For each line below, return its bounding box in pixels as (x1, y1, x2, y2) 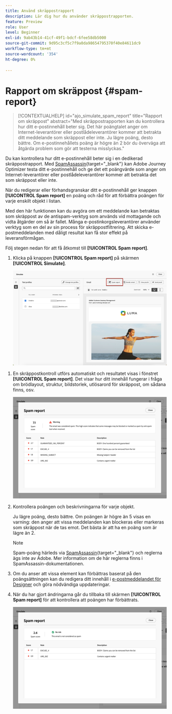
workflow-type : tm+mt (5, 46, 52, 51)
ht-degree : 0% (5, 57, 36, 62)
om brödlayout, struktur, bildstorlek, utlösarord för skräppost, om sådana (12, 381, 166, 387)
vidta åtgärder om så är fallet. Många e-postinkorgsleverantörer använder (5, 219, 161, 225)
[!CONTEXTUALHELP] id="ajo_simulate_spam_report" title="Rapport (17, 113, 162, 119)
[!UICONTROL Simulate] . (12, 260, 67, 266)
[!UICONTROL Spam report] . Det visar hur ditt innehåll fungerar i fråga (12, 375, 162, 382)
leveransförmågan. (5, 235, 45, 241)
